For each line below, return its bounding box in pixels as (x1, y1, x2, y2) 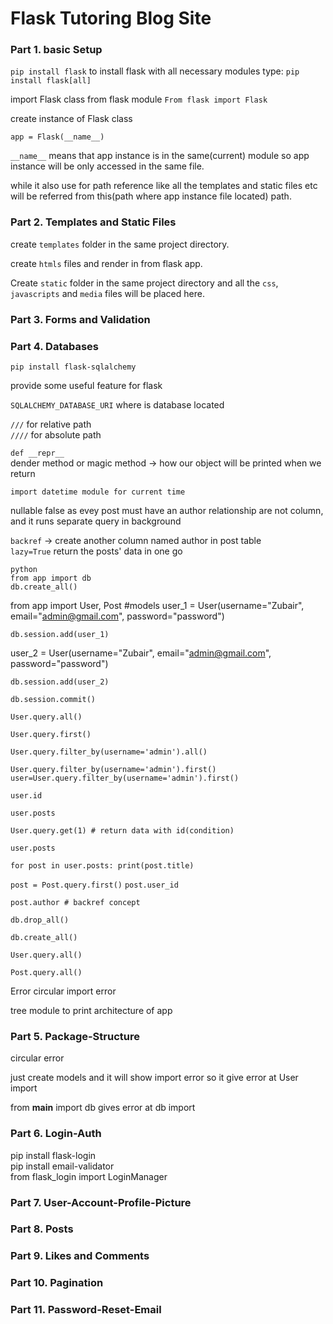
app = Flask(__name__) (10, 132, 105, 142)
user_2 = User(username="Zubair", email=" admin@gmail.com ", (10, 647, 272, 659)
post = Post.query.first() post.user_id (10, 880, 179, 890)
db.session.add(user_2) (10, 677, 110, 687)
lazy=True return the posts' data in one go (10, 545, 183, 557)
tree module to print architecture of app (10, 1005, 173, 1016)
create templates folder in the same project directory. (10, 238, 230, 250)
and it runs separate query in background (10, 515, 182, 527)
